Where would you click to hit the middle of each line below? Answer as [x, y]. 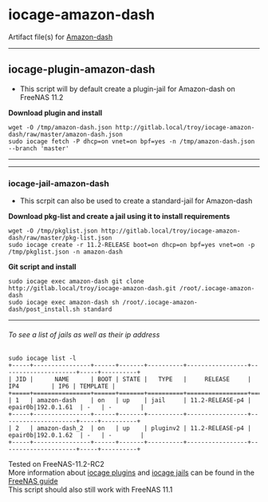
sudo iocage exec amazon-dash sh [64, 303]
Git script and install [42, 267]
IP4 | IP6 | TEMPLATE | [62, 386]
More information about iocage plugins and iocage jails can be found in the [132, 472]
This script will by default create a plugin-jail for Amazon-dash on [127, 89]
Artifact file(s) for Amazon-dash [61, 37]
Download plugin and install [55, 113]
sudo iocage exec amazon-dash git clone [77, 281]
